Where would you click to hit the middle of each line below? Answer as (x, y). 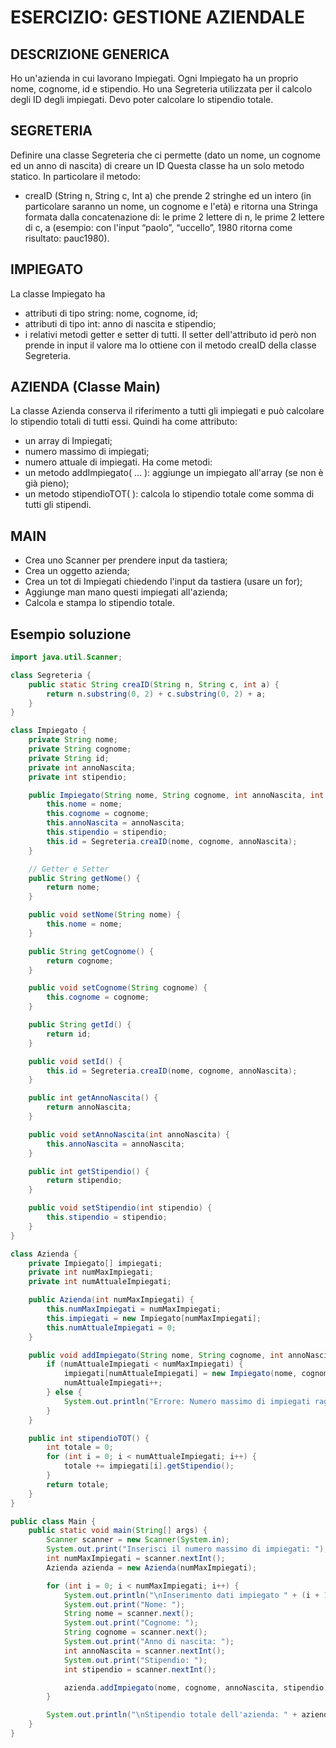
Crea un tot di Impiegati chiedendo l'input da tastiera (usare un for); (163, 582)
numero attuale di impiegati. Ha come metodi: (118, 462)
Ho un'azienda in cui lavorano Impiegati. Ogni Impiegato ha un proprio (154, 78)
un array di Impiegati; (68, 441)
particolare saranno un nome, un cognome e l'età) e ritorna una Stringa (171, 206)
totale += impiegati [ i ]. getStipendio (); (149, 1466)
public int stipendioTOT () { (89, 1438)
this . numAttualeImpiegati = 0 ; (111, 1327)
